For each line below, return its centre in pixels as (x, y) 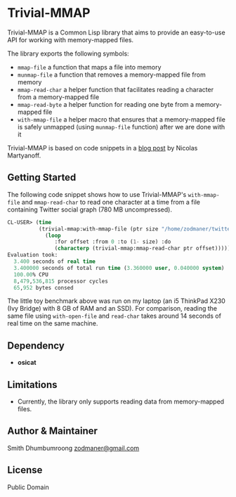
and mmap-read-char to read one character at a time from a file (111, 202)
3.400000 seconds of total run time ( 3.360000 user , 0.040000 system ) (119, 268)
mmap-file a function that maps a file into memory (89, 67)
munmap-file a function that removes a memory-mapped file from (111, 75)
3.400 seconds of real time (55, 262)
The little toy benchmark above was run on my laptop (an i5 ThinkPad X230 (117, 301)
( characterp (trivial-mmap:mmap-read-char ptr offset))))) (143, 248)
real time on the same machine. (53, 323)
